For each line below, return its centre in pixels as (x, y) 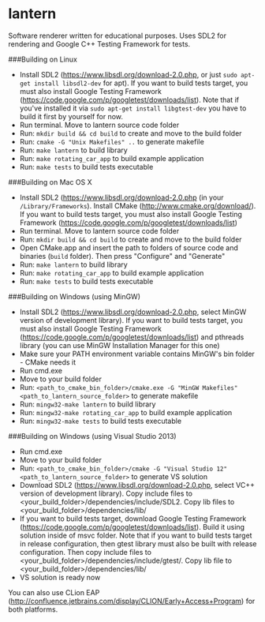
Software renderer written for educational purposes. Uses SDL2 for (118, 36)
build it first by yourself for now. (71, 116)
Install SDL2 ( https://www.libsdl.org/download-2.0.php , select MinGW (133, 312)
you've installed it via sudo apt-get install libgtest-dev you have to (133, 108)
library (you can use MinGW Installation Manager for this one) (119, 345)
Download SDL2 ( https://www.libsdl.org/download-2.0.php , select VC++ (137, 485)
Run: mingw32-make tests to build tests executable (101, 421)
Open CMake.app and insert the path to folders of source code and (129, 247)
